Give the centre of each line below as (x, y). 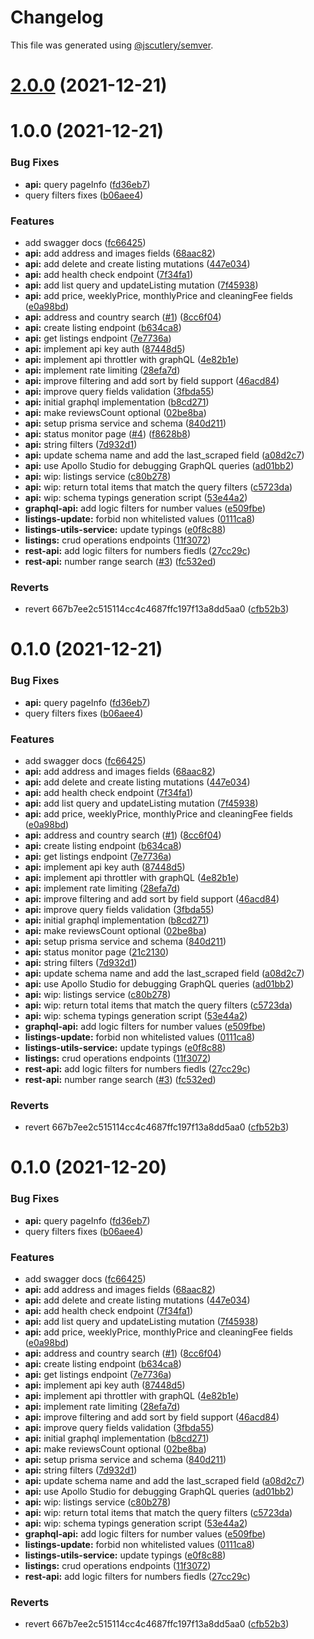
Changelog (57, 17)
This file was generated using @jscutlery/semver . (112, 45)
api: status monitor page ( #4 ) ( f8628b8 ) (108, 433)
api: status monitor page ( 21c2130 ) (97, 952)
